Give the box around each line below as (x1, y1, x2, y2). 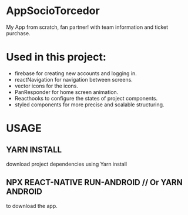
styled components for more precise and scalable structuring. (14, 101, 164, 108)
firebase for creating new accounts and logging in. (14, 69, 137, 77)
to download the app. (6, 202, 58, 209)
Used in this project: (6, 51, 107, 64)
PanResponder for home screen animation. (14, 88, 119, 95)
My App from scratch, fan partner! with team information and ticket (6, 23, 169, 31)
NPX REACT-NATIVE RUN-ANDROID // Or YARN (6, 177, 183, 187)
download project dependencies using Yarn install (6, 160, 127, 167)
